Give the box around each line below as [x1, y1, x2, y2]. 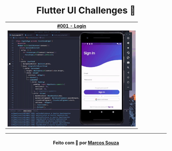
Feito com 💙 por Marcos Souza [53, 139, 119, 145]
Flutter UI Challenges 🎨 [36, 5, 136, 16]
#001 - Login [57, 23, 87, 29]
